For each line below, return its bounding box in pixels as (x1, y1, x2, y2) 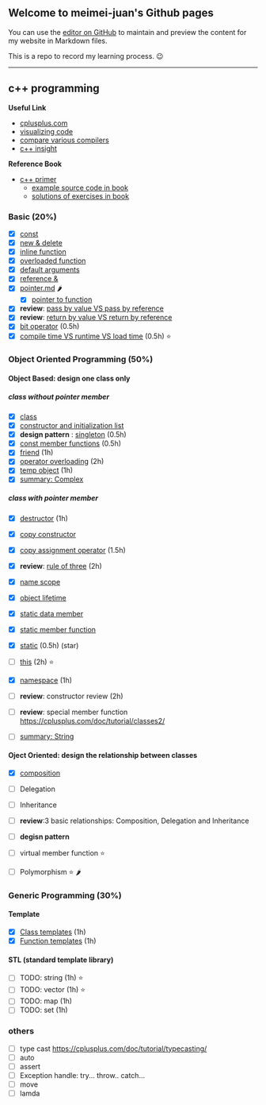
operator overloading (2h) (19, 457, 104, 466)
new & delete (19, 238, 63, 247)
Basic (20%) (8, 211, 57, 222)
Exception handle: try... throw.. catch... (19, 1070, 145, 1080)
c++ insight (19, 143, 58, 153)
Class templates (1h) (19, 927, 86, 937)
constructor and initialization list (19, 421, 124, 431)
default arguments (19, 265, 81, 275)
